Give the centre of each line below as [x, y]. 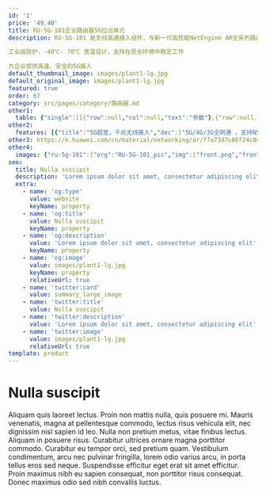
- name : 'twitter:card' [62, 287]
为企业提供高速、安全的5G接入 [50, 67]
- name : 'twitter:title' [63, 302]
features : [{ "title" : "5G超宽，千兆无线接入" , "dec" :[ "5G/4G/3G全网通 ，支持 [134, 133]
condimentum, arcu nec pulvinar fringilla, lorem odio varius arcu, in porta [127, 457]
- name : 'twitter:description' [74, 317]
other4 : [21, 147]
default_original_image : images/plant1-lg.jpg [86, 81]
